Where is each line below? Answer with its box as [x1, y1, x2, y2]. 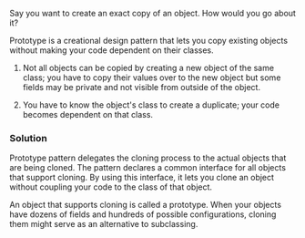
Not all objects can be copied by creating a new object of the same [22, 63, 275, 73]
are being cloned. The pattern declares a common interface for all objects [9, 162, 287, 173]
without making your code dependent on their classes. [9, 45, 214, 56]
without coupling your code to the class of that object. [9, 181, 212, 192]
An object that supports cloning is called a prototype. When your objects [9, 200, 282, 211]
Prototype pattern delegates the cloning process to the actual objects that [9, 152, 287, 163]
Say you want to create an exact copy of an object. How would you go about [9, 8, 296, 18]
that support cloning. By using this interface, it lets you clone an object [9, 172, 275, 183]
